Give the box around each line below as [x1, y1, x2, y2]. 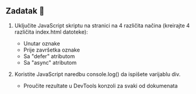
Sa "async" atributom [23, 59, 77, 66]
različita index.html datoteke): [14, 28, 88, 35]
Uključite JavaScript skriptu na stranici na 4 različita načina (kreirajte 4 [14, 22, 191, 29]
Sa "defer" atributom [23, 52, 75, 60]
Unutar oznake [23, 40, 60, 47]
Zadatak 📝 [5, 6, 45, 16]
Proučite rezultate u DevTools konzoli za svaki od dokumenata [23, 82, 179, 89]
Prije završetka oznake [23, 46, 80, 53]
